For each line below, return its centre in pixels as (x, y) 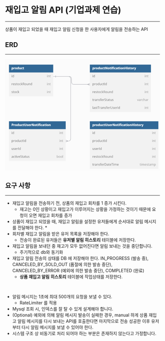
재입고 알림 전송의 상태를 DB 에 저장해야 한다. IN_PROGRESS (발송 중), (80, 258)
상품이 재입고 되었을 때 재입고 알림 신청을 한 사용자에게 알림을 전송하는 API (77, 29)
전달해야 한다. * (32, 227)
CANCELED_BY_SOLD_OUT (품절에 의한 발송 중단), (62, 264)
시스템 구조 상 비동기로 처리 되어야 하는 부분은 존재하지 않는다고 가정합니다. (84, 333)
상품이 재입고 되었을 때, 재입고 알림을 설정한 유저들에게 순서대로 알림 (78, 221)
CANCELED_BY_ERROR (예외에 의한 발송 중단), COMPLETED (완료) (78, 270)
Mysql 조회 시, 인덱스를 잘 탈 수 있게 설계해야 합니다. (63, 309)
